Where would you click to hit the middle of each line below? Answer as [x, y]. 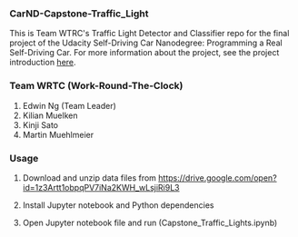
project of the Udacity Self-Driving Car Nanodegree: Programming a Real [146, 43]
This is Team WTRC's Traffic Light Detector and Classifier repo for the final [149, 34]
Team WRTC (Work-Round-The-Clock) [96, 86]
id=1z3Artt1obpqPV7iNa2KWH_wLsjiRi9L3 [101, 187]
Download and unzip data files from [89, 178]
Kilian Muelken [50, 115]
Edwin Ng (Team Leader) [69, 105]
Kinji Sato [40, 124]
